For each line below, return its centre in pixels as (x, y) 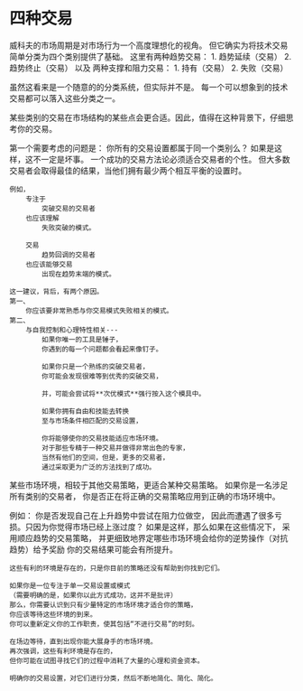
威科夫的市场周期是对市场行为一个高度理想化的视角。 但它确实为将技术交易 (149, 45)
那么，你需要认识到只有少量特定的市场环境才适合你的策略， (103, 605)
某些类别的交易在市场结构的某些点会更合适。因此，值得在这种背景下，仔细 (147, 117)
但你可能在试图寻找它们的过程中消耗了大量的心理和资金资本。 (107, 660)
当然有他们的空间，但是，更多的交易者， (106, 457)
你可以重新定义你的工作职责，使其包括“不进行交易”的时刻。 (104, 624)
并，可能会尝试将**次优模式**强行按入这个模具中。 (124, 394)
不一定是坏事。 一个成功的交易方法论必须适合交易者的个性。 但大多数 (161, 159)
